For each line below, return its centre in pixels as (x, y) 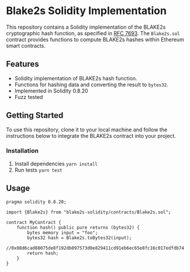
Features (23, 64)
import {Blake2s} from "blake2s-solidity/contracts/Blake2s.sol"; (89, 212)
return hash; (43, 253)
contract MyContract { (34, 222)
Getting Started (35, 115)
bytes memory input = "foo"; (63, 233)
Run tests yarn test (38, 170)
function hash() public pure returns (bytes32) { (78, 227)
